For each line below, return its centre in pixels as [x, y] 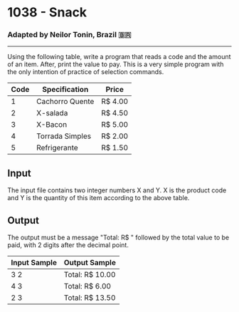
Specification [65, 90]
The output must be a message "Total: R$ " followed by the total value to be [118, 238]
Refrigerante [57, 148]
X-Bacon [52, 125]
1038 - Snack [47, 12]
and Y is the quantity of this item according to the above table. [99, 198]
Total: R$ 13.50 [90, 298]
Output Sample [90, 263]
